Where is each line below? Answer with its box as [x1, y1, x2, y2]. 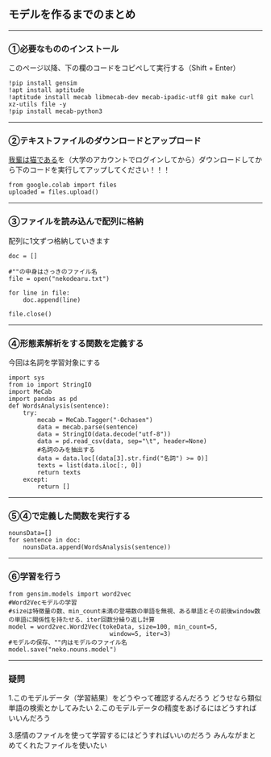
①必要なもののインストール [8, 43, 119, 54]
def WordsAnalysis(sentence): [8, 402, 110, 410]
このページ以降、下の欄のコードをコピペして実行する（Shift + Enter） [8, 63, 240, 73]
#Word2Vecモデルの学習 [8, 598, 77, 607]
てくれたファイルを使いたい [15, 740, 107, 750]
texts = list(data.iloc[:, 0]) [37, 462, 143, 470]
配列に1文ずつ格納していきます [8, 236, 110, 245]
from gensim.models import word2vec [8, 590, 131, 598]
